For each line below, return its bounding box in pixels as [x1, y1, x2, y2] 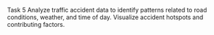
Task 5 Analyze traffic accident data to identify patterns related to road [7, 6, 207, 14]
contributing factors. [7, 21, 65, 28]
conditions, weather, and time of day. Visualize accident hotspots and [7, 13, 204, 21]
